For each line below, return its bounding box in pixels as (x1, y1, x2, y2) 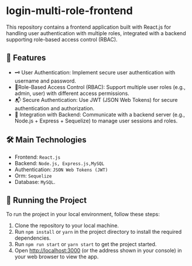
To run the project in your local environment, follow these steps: (6, 211, 160, 218)
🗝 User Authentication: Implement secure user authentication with (14, 69, 176, 76)
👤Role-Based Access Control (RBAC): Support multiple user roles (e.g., (14, 83, 186, 90)
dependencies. (14, 234, 51, 241)
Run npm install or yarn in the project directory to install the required (14, 229, 182, 236)
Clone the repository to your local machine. (14, 222, 119, 229)
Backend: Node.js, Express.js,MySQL (14, 159, 105, 166)
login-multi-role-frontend (6, 4, 133, 18)
